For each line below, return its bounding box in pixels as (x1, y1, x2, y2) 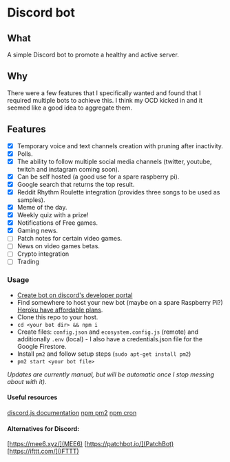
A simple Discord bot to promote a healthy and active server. (7, 50, 179, 59)
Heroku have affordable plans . (17, 305, 103, 314)
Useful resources (7, 393, 58, 401)
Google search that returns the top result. (17, 180, 135, 188)
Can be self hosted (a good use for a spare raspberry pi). (17, 172, 180, 181)
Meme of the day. (17, 203, 67, 211)
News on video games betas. (17, 242, 100, 250)
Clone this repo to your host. (17, 312, 98, 321)
